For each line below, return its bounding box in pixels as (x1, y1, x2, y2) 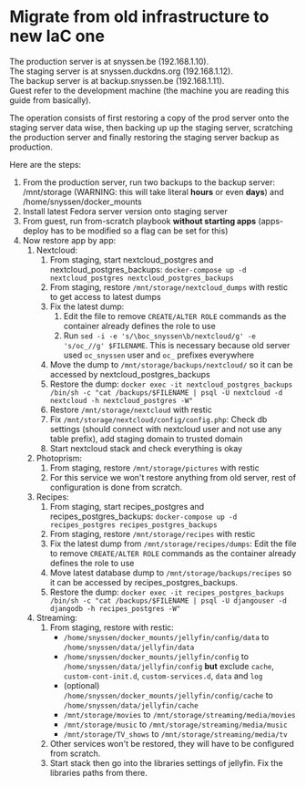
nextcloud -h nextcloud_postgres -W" (49, 396, 193, 405)
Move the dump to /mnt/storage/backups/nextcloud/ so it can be (49, 358, 293, 370)
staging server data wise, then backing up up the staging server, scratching (9, 121, 293, 133)
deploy (22, 225, 49, 236)
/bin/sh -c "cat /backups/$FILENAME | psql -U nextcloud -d (49, 388, 283, 398)
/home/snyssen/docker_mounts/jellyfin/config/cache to (63, 689, 273, 700)
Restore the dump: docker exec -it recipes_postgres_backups (49, 586, 285, 597)
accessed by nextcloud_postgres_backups (49, 368, 211, 379)
